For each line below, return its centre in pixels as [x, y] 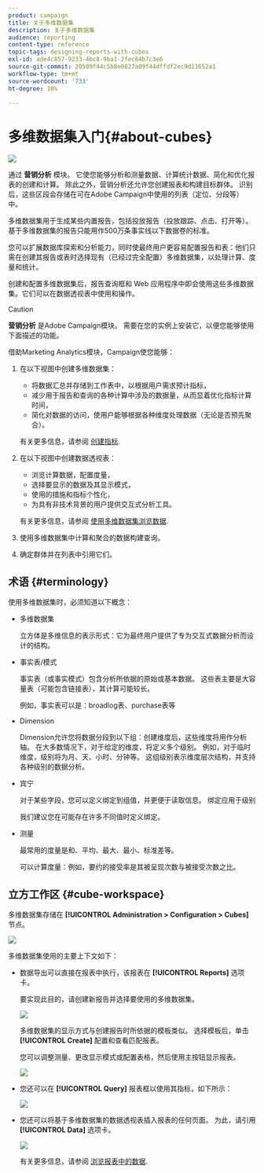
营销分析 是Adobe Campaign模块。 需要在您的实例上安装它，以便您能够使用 [131, 325]
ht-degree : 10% [33, 88]
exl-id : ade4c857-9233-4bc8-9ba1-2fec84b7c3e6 [86, 60]
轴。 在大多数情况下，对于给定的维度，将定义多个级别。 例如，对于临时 [135, 747]
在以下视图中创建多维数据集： [68, 369]
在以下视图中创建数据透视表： [68, 458]
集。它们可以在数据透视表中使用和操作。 [73, 294]
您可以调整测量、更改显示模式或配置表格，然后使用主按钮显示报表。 [130, 1057]
